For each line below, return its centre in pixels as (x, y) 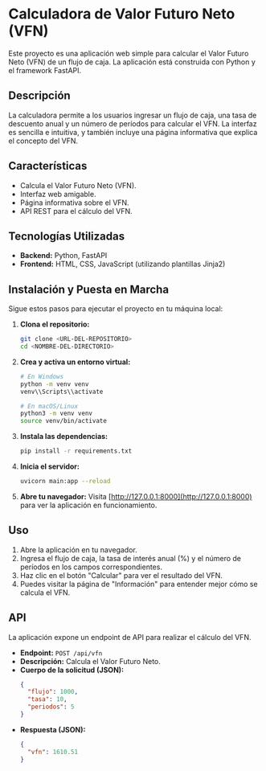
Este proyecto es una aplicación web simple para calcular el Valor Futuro (129, 53)
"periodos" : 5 (51, 707)
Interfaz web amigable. (58, 194)
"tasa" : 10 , (47, 699)
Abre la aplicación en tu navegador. (79, 550)
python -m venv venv (54, 384)
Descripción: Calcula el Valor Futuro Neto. (90, 661)
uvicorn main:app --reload (65, 482)
